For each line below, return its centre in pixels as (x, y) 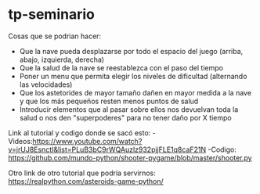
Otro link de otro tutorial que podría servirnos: (82, 173)
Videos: (20, 141)
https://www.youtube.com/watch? (87, 141)
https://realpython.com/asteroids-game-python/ (86, 181)
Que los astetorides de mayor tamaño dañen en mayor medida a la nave (135, 92)
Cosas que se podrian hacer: (55, 36)
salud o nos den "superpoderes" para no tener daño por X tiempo (126, 117)
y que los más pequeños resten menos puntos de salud (109, 101)
